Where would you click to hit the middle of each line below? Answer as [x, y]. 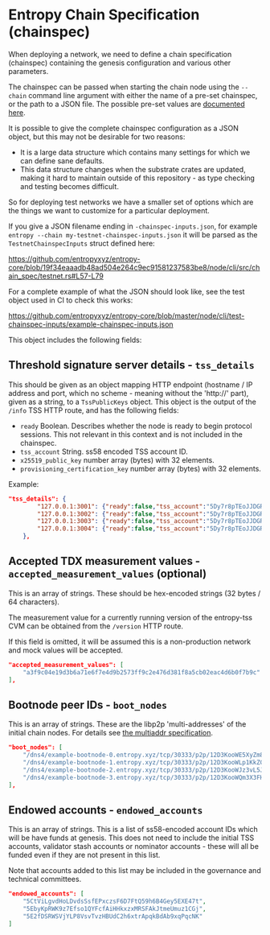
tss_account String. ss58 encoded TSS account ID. [104, 451]
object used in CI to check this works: [71, 300]
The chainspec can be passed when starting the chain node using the [124, 87]
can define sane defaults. [62, 161]
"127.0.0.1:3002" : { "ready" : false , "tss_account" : [122, 514]
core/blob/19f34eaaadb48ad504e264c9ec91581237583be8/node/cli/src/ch [134, 267]
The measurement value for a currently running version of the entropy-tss [131, 617]
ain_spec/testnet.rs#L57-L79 [56, 276]
